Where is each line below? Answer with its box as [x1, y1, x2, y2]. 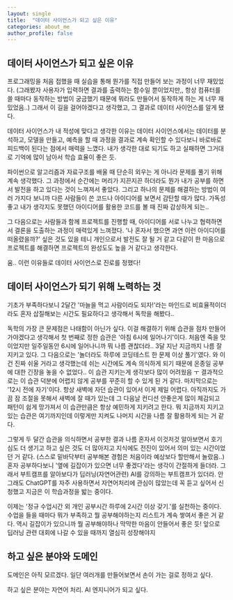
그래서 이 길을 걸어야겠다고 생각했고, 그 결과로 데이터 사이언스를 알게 [31, 103, 217, 112]
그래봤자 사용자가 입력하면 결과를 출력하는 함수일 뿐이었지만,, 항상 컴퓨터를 [18, 86, 221, 94]
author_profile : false [7, 29, 73, 37]
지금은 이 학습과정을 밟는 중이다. [25, 487, 113, 495]
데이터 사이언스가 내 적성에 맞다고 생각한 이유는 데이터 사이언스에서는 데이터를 [7, 127, 219, 135]
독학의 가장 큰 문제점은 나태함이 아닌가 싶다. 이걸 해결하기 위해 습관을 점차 [7, 324, 207, 332]
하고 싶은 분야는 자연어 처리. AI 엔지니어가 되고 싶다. [7, 585, 148, 594]
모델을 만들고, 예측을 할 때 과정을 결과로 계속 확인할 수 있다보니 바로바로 [27, 135, 223, 144]
